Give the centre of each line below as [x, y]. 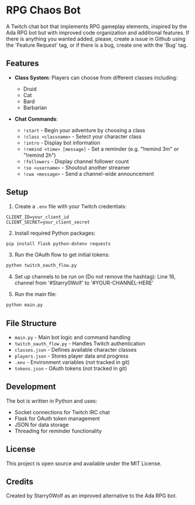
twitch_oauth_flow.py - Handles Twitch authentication [80, 343]
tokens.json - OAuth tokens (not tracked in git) [71, 368]
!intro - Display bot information [62, 142]
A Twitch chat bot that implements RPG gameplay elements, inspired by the [97, 26]
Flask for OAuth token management [57, 418]
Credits [20, 482]
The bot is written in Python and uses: [52, 401]
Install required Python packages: [55, 233]
